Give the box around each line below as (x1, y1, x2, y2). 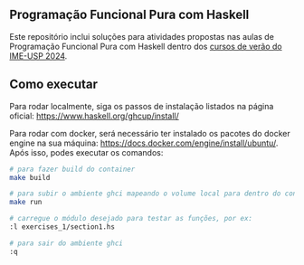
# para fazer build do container (9, 165, 136, 174)
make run (9, 198, 43, 207)
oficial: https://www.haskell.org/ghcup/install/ (9, 110, 179, 121)
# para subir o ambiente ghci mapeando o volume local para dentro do (9, 189, 281, 198)
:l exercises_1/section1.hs (9, 222, 116, 232)
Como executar (9, 77, 98, 92)
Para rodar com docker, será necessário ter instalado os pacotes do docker (9, 128, 291, 138)
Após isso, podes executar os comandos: (9, 147, 164, 157)
